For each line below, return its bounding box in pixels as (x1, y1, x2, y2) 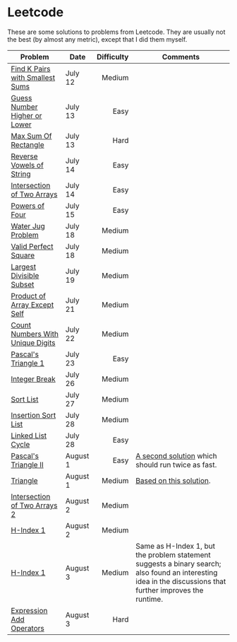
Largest (11, 262, 37, 272)
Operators (11, 623, 44, 633)
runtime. (135, 594, 164, 604)
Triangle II (11, 460, 44, 469)
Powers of (11, 201, 44, 211)
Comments (162, 52, 200, 62)
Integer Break (11, 374, 56, 384)
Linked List (11, 431, 47, 440)
